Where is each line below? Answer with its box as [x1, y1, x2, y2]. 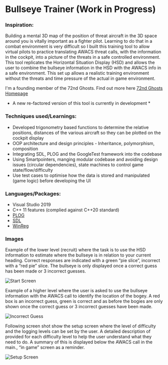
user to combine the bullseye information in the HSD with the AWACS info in [5, 65, 161, 71]
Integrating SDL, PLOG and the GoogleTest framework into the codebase [12, 151, 162, 157]
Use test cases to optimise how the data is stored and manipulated [12, 172, 150, 178]
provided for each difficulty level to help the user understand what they [5, 334, 152, 340]
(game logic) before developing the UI [12, 177, 91, 184]
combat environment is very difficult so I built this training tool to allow [5, 44, 150, 50]
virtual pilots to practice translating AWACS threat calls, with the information [5, 49, 161, 55]
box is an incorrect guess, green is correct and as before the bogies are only [5, 298, 163, 304]
